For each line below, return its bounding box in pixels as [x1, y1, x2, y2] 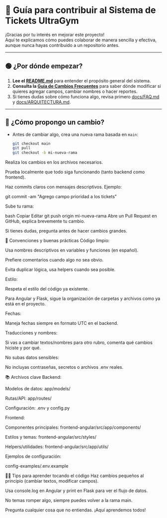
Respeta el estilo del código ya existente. [5, 286, 89, 292]
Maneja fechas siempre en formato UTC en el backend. [5, 320, 118, 326]
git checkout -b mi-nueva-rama [12, 150, 78, 155]
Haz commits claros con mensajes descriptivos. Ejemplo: [5, 184, 122, 190]
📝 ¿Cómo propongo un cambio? [5, 118, 104, 127]
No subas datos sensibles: [5, 354, 60, 361]
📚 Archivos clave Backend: [5, 374, 62, 380]
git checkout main [12, 141, 51, 146]
